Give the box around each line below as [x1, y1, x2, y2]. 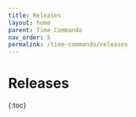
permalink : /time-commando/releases [8, 41, 128, 49]
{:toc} [8, 101, 27, 110]
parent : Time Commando [8, 26, 83, 34]
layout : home [8, 19, 51, 27]
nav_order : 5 [8, 33, 51, 42]
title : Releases [8, 11, 61, 20]
